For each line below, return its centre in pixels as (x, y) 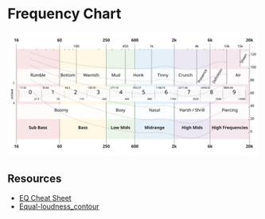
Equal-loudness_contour (59, 206)
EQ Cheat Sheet (45, 198)
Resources (35, 179)
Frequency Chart (64, 14)
